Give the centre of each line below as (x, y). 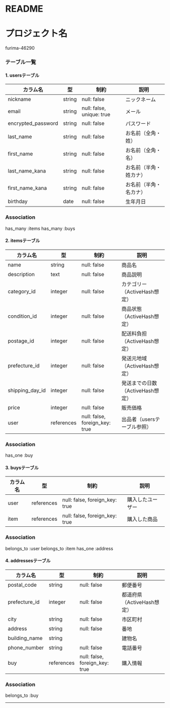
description (21, 274)
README (24, 9)
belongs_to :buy (22, 695)
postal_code (22, 585)
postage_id (21, 341)
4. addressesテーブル (28, 561)
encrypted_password (33, 123)
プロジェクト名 (36, 34)
